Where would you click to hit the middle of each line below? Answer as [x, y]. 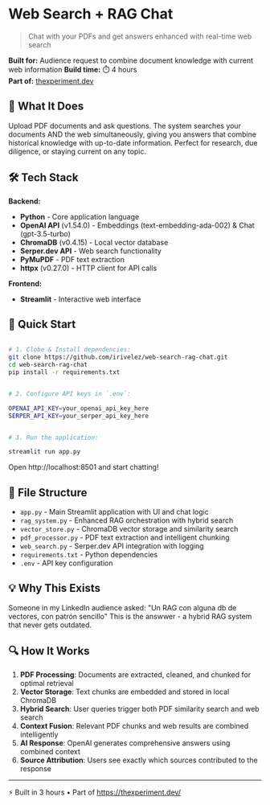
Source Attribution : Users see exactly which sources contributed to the [139, 760]
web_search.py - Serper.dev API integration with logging [112, 546]
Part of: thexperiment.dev [51, 80]
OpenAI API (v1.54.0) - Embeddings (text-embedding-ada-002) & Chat [137, 225]
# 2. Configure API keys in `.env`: [70, 394]
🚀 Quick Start [42, 324]
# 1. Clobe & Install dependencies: [70, 350]
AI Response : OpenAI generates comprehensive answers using [125, 743]
